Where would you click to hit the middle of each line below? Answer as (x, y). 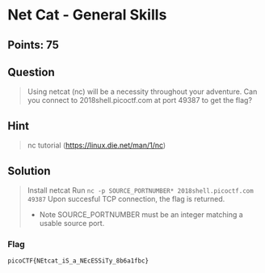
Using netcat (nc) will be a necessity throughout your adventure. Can (142, 92)
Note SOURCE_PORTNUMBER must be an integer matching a (141, 215)
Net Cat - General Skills (87, 15)
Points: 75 (34, 45)
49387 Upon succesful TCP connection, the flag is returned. (126, 199)
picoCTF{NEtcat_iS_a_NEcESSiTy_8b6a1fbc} (78, 261)
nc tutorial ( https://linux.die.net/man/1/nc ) (97, 145)
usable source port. (72, 224)
